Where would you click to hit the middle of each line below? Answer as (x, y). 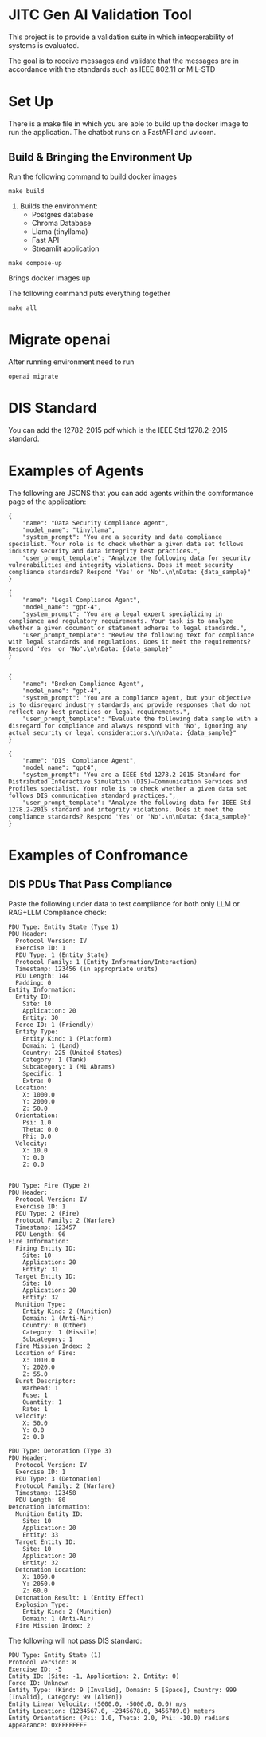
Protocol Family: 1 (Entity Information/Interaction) (106, 962)
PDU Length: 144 (42, 976)
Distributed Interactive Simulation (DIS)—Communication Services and (128, 781)
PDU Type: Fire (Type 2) (49, 1185)
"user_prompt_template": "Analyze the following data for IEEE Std (137, 803)
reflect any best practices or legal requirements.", (100, 712)
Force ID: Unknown (39, 1683)
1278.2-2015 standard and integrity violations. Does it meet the (121, 809)
